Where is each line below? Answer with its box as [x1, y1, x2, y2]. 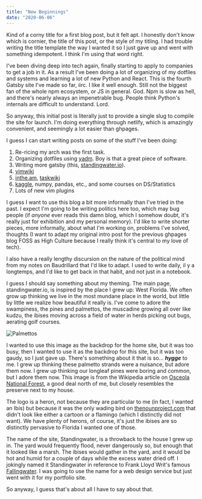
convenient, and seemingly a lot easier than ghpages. [6, 125, 139, 132]
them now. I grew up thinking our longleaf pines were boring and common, [6, 367, 192, 374]
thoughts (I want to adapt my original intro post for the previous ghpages [6, 230, 187, 238]
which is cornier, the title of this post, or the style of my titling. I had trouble [6, 37, 193, 45]
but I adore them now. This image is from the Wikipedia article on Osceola [6, 373, 190, 381]
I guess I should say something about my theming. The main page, [6, 279, 171, 287]
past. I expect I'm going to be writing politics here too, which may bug [6, 205, 180, 212]
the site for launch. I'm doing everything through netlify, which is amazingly [6, 118, 194, 126]
